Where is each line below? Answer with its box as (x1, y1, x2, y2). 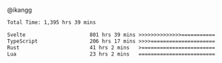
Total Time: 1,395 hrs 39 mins (7, 19, 96, 26)
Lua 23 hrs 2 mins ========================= (7, 51, 215, 58)
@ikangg (7, 6, 32, 14)
